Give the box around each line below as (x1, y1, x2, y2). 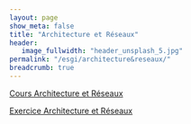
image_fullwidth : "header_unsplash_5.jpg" (21, 47, 183, 56)
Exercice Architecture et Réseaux (9, 105, 133, 116)
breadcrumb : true (9, 64, 75, 73)
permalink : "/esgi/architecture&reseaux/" (9, 55, 171, 64)
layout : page (9, 13, 59, 22)
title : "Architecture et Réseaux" (9, 30, 140, 39)
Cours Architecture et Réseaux (9, 87, 123, 99)
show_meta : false (9, 22, 75, 31)
